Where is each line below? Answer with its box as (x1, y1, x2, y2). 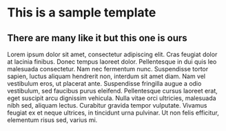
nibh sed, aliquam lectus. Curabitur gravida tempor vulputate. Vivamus (7, 102, 207, 109)
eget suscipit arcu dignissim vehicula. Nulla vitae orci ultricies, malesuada (7, 94, 216, 102)
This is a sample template (7, 5, 156, 21)
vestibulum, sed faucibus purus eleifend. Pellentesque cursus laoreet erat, (7, 87, 218, 95)
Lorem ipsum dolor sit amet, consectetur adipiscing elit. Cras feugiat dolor (7, 50, 218, 58)
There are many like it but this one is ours (7, 32, 187, 44)
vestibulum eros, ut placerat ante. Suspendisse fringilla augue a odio (7, 80, 202, 87)
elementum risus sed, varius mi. (7, 116, 98, 124)
